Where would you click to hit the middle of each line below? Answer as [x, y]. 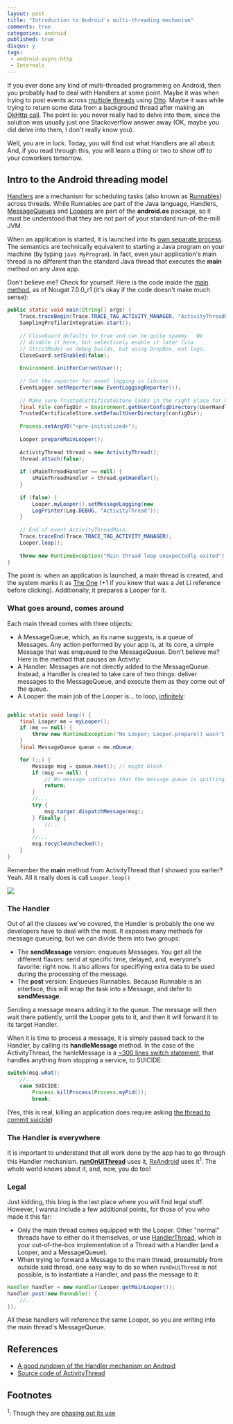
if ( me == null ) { [46, 728]
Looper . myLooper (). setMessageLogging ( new [93, 504]
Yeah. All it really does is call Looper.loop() [69, 877]
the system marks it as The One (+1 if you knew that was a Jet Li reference [114, 583]
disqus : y [21, 46]
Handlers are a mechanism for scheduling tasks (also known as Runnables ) [114, 196]
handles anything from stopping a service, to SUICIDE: [85, 1060]
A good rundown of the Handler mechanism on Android [96, 1366]
